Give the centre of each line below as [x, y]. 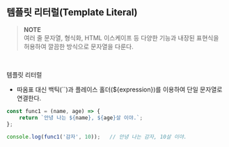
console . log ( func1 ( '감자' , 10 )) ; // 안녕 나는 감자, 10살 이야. [97, 137]
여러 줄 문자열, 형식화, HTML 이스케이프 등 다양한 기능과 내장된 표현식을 [121, 37]
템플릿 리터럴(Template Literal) [72, 12]
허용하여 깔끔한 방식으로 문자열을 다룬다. [78, 46]
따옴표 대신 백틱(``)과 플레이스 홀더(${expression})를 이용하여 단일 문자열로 [119, 89]
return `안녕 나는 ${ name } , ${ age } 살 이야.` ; [81, 118]
